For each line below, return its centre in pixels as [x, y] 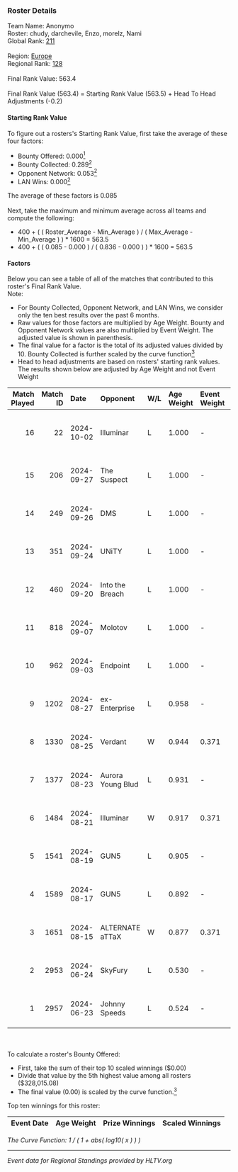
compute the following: [41, 218]
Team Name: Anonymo [41, 26]
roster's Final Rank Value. [44, 286]
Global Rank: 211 [31, 41]
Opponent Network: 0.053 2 [57, 172]
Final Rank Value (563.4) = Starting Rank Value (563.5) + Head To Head [112, 94]
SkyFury [114, 970]
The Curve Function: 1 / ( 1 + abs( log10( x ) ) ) [74, 1140]
